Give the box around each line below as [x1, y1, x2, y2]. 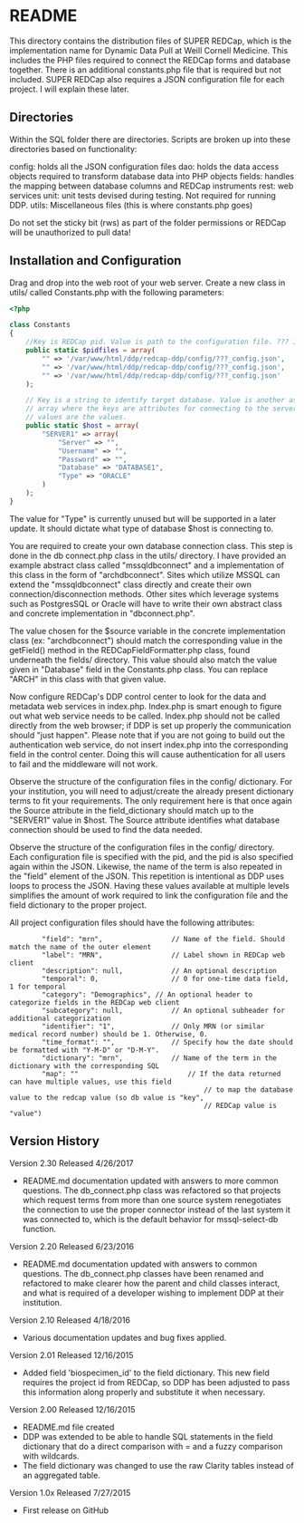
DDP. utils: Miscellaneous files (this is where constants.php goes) [9, 199, 253, 210]
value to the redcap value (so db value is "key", [9, 1093, 204, 1102]
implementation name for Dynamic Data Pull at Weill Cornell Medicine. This [9, 44, 289, 55]
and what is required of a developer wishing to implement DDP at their [22, 1287, 285, 1298]
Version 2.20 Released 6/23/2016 [9, 1240, 134, 1251]
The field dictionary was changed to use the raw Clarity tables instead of [22, 1460, 294, 1470]
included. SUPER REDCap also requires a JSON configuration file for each [9, 73, 285, 84]
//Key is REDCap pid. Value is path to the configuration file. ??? [25, 337, 290, 347]
